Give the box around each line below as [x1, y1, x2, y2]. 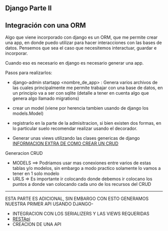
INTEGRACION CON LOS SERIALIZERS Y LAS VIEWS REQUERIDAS [12, 210, 150, 217]
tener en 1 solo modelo [12, 170, 59, 177]
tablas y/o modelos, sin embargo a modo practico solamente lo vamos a [12, 165, 161, 171]
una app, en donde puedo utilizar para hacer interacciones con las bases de [5, 40, 162, 46]
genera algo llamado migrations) [12, 95, 79, 102]
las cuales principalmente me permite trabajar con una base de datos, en [12, 85, 163, 91]
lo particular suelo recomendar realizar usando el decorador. [12, 125, 137, 132]
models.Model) [12, 110, 44, 117]
